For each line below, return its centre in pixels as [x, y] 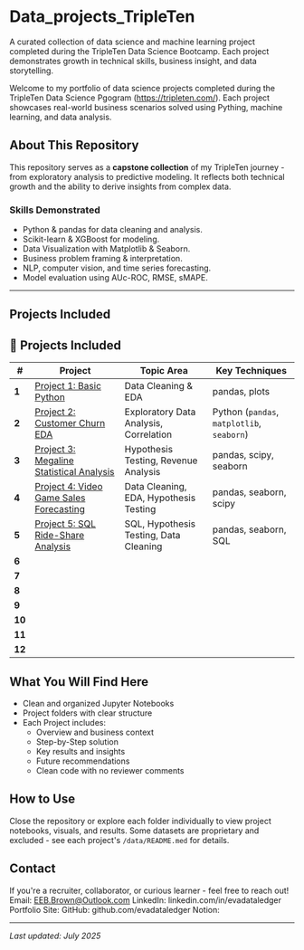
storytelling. [32, 71]
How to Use [43, 799]
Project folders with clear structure [87, 713]
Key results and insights [81, 752]
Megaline [54, 461]
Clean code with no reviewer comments [110, 771]
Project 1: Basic [68, 386]
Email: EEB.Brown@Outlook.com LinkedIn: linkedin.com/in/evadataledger [146, 900]
